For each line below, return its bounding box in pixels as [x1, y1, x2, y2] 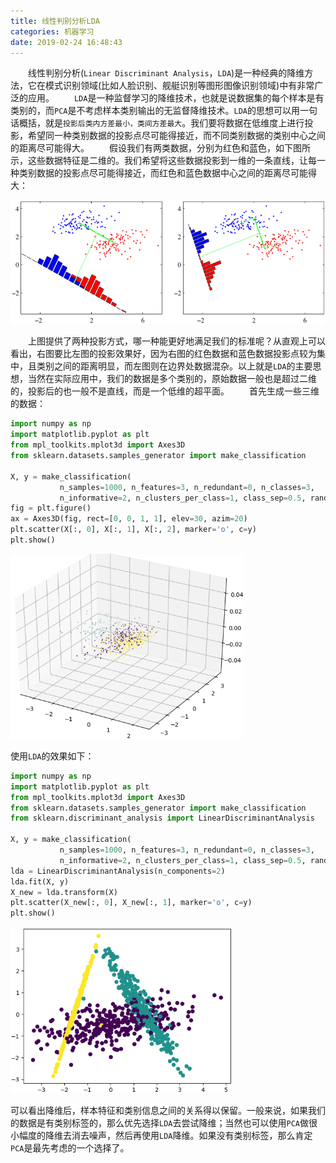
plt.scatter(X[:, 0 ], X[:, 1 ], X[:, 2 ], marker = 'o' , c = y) [10, 525, 257, 535]
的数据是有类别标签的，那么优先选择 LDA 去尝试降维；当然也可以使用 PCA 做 [10, 1117, 309, 1129]
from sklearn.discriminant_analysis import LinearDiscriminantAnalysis [10, 813, 315, 824]
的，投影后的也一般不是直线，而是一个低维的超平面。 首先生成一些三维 [10, 385, 320, 397]
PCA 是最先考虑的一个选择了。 [10, 1142, 130, 1154]
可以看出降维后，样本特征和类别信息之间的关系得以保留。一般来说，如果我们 [10, 1105, 326, 1117]
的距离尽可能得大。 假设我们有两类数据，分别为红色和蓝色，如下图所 [10, 142, 311, 154]
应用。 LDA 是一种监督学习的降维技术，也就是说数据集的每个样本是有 [27, 92, 325, 104]
